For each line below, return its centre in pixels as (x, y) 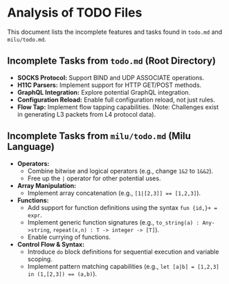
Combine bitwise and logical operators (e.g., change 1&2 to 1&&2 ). (120, 171)
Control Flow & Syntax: (51, 244)
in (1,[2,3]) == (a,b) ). (62, 274)
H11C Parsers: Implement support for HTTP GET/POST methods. (109, 85)
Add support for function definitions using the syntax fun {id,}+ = (122, 207)
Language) (31, 147)
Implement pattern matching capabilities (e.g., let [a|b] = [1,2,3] (123, 266)
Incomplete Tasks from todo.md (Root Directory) (112, 61)
